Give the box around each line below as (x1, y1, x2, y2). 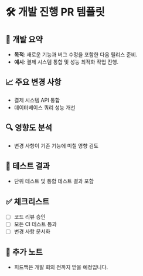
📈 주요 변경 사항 (5, 77, 62, 87)
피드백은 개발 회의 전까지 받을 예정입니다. (13, 264, 108, 271)
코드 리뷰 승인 (13, 213, 46, 221)
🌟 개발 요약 (5, 34, 43, 44)
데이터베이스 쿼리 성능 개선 (13, 104, 76, 111)
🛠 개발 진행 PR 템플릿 (5, 5, 105, 19)
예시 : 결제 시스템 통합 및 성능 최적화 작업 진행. (13, 58, 119, 65)
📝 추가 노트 (5, 247, 43, 257)
